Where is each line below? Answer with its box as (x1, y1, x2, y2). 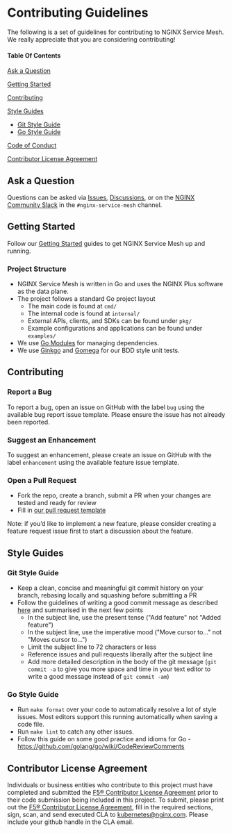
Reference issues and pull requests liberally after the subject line (27, 650, 213, 659)
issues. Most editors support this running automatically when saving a (17, 713, 218, 721)
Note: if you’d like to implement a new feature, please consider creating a (7, 520, 217, 528)
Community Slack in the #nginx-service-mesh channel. (7, 200, 163, 209)
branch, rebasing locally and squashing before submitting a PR (17, 591, 197, 600)
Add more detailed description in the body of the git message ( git (27, 658, 217, 666)
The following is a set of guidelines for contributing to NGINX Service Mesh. (7, 28, 224, 36)
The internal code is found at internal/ (27, 309, 140, 317)
